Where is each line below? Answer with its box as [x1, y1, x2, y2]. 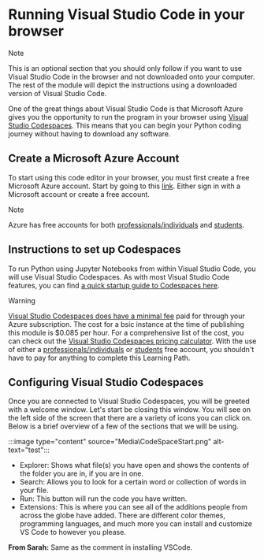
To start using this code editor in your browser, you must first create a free [8, 172, 250, 182]
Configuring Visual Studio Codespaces [8, 376, 204, 389]
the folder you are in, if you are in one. [19, 469, 144, 478]
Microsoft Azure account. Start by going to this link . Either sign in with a [8, 181, 241, 191]
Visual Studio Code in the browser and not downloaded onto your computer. [8, 72, 255, 81]
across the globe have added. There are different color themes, [19, 510, 226, 521]
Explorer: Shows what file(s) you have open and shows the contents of [19, 461, 250, 470]
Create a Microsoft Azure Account [8, 152, 180, 165]
